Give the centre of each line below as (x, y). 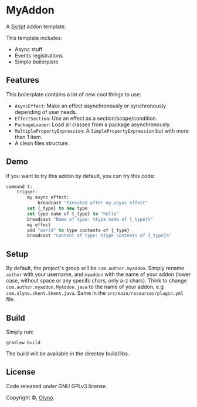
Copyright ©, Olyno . (30, 398)
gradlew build (23, 342)
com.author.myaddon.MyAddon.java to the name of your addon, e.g (85, 287)
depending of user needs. (46, 112)
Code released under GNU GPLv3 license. (57, 386)
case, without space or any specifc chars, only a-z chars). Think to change (97, 281)
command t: (19, 186)
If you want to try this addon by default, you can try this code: (81, 176)
